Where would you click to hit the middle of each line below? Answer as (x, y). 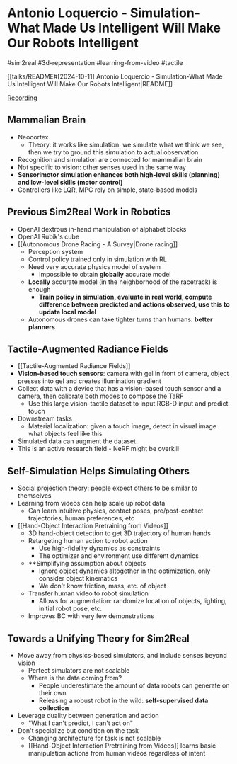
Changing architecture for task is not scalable (94, 738)
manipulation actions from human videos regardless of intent (117, 753)
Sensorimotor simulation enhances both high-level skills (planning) (119, 174)
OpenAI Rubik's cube (48, 236)
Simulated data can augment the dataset (77, 441)
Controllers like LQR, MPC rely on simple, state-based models (108, 190)
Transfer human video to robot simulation (88, 593)
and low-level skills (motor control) (70, 182)
